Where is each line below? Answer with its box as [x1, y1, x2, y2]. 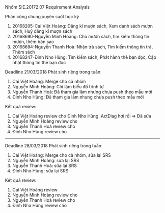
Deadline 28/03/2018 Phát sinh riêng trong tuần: [5, 143, 103, 148]
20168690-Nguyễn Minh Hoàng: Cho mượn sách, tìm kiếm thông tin [12, 34, 150, 39]
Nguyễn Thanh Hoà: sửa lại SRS [12, 163, 77, 168]
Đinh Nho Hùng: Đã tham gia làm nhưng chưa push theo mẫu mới [12, 94, 144, 100]
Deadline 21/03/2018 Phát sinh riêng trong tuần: [5, 69, 102, 75]
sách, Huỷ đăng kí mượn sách [12, 28, 73, 34]
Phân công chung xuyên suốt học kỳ [5, 14, 80, 19]
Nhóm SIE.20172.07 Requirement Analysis [5, 4, 90, 10]
